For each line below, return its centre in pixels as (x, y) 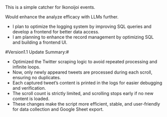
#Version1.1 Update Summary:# (37, 52)
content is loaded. (31, 99)
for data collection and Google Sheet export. (58, 109)
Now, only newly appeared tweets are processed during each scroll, (82, 72)
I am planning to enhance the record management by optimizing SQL (83, 37)
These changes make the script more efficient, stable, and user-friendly (86, 104)
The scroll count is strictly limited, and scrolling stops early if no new (83, 93)
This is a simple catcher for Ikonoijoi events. (50, 7)
